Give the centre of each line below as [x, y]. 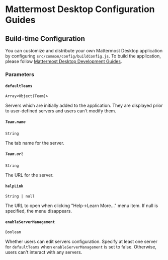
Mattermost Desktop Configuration [80, 9]
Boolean [13, 232]
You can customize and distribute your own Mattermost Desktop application [84, 51]
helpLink [14, 186]
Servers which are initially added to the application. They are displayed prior [84, 106]
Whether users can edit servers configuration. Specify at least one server [81, 242]
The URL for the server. [29, 175]
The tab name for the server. [35, 143]
